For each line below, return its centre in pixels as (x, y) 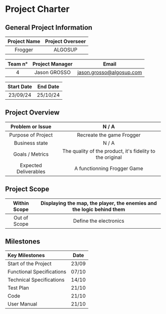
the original (109, 157)
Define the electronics (99, 221)
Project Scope (27, 189)
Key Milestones (26, 255)
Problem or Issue (31, 126)
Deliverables (31, 171)
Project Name (24, 41)
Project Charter (38, 9)
